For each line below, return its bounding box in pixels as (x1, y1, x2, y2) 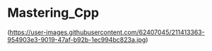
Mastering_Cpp (7, 5, 100, 21)
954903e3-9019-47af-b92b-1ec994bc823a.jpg (7, 35, 146, 43)
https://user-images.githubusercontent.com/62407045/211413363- (9, 28, 205, 36)
